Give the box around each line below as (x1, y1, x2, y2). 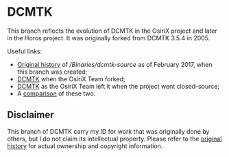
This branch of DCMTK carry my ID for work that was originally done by (7, 127, 210, 135)
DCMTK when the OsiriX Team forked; (16, 74, 125, 83)
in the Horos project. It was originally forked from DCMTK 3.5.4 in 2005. (7, 33, 210, 42)
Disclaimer (7, 109, 54, 121)
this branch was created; (16, 68, 88, 76)
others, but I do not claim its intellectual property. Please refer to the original (7, 134, 222, 143)
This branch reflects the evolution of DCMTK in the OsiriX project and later (7, 27, 218, 35)
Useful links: (7, 47, 43, 55)
